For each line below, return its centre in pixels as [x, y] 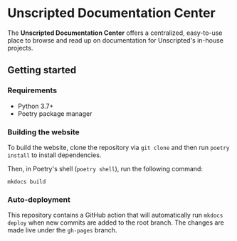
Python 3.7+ [36, 106]
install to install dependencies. [54, 155]
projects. [20, 48]
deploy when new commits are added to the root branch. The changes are [116, 223]
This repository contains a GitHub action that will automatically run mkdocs [115, 215]
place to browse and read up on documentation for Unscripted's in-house [116, 40]
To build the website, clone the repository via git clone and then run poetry [118, 147]
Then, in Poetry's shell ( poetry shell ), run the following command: [105, 168]
